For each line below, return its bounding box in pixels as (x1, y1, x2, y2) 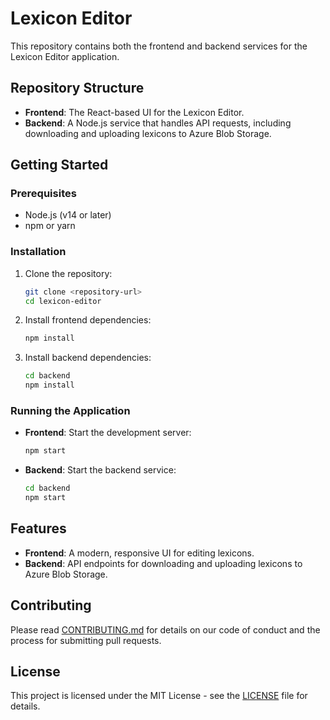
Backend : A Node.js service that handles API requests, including (24, 117, 292, 129)
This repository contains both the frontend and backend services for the (10, 40, 308, 52)
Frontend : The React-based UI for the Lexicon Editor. (24, 106, 245, 118)
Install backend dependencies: (24, 352, 152, 364)
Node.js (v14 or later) (24, 209, 112, 221)
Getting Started (10, 157, 109, 174)
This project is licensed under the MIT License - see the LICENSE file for (10, 690, 308, 702)
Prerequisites (10, 187, 77, 201)
